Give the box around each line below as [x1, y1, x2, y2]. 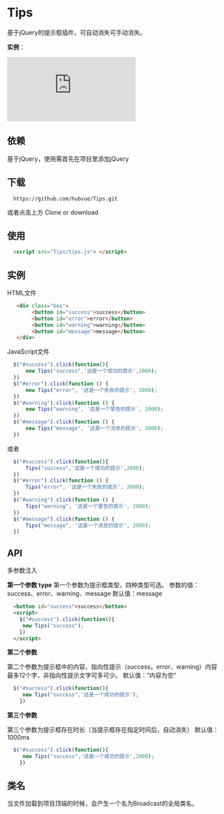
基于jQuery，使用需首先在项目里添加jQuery [7, 154, 129, 162]
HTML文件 [7, 289, 37, 297]
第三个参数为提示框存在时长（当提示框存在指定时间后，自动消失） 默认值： [7, 726, 219, 734]
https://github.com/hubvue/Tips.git [13, 195, 118, 202]
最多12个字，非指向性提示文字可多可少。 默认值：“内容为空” [7, 671, 177, 680]
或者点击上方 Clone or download [7, 208, 99, 217]
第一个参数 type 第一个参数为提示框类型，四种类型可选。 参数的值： [7, 581, 200, 589]
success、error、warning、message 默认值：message [7, 589, 162, 597]
